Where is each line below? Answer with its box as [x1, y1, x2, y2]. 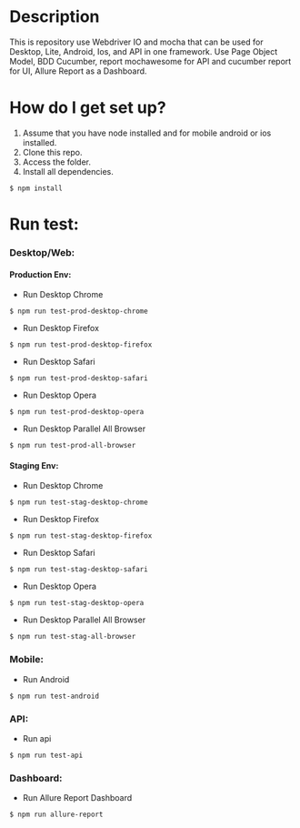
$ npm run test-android [9, 692, 100, 701]
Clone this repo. [22, 146, 83, 157]
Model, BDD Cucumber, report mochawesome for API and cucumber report [9, 56, 292, 66]
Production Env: [9, 268, 72, 279]
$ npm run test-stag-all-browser [9, 632, 136, 641]
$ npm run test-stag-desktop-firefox [9, 531, 153, 540]
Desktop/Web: [9, 246, 75, 258]
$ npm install [9, 184, 64, 193]
